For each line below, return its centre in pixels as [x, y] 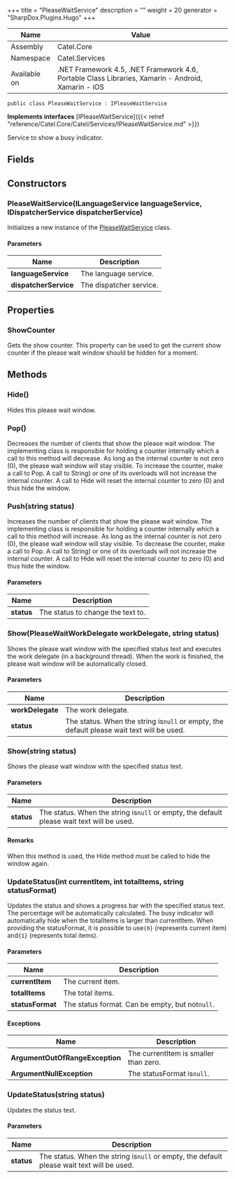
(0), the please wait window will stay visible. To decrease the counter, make [116, 544]
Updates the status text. [42, 1110]
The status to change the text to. [92, 613]
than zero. [144, 1063]
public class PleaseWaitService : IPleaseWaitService [87, 104]
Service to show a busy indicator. [55, 137]
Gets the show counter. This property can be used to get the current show [114, 345]
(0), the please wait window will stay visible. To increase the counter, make [115, 465]
